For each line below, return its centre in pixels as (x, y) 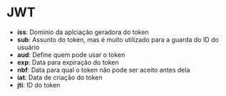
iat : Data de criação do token (60, 77)
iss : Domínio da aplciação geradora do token (83, 32)
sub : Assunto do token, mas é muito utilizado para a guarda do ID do (118, 39)
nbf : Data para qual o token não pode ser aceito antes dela (103, 70)
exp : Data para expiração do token (68, 62)
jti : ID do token (38, 85)
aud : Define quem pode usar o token (71, 55)
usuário (28, 47)
